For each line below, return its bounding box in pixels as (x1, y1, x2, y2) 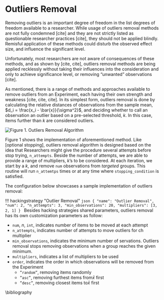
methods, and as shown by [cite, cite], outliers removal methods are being (5, 61, 156, 67)
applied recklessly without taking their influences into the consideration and (5, 66, 159, 72)
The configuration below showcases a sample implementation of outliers (5, 183, 153, 188)
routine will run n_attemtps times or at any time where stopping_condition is (5, 168, 159, 174)
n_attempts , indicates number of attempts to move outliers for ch (12, 227, 144, 233)
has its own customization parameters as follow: (5, 212, 103, 218)
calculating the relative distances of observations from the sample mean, (5, 102, 153, 108)
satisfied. (5, 173, 24, 179)
